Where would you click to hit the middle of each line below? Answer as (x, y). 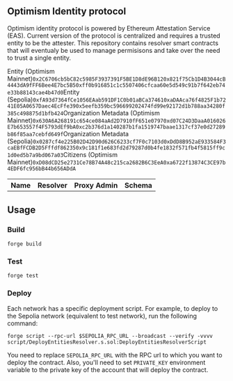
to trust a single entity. (39, 58)
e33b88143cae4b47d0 (35, 92)
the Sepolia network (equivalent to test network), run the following (102, 316)
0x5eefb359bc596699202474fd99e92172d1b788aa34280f (151, 106)
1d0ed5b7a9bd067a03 (35, 155)
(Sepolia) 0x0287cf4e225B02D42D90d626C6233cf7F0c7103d (86, 141)
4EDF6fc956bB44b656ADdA (42, 169)
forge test (23, 276)
